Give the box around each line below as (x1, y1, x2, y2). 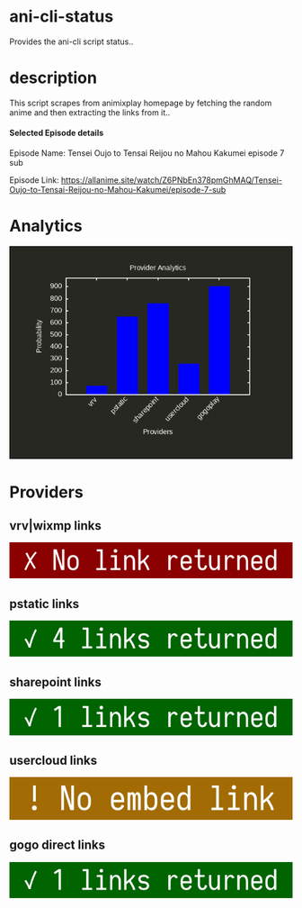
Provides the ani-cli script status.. (9, 36, 134, 47)
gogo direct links (9, 838, 106, 853)
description (9, 68, 97, 88)
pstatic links (9, 596, 80, 612)
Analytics (9, 216, 83, 236)
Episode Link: (9, 175, 60, 186)
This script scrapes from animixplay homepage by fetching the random (9, 97, 272, 108)
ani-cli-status (9, 6, 114, 27)
